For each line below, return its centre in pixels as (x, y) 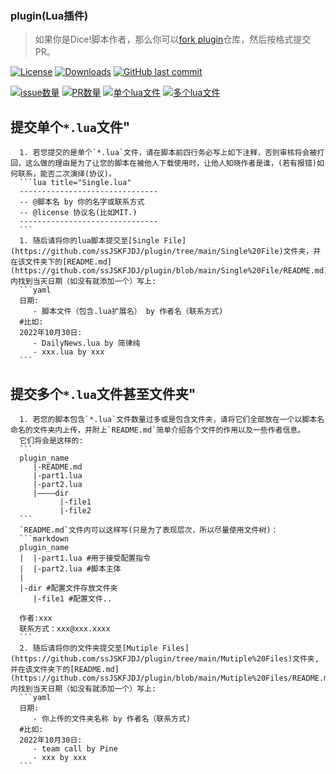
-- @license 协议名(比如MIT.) (78, 213)
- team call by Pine (75, 748)
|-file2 (75, 510)
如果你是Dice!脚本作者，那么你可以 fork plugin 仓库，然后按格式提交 (173, 39)
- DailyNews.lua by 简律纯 (86, 343)
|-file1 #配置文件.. (72, 598)
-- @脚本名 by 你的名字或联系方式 (82, 202)
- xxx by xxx (59, 757)
